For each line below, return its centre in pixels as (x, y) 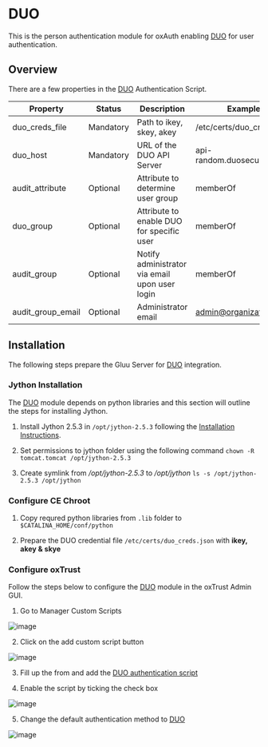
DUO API (153, 155)
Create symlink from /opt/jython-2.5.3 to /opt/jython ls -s (115, 473)
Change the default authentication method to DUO (102, 719)
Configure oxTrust (45, 570)
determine (156, 188)
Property (46, 109)
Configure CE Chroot (49, 500)
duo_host (30, 155)
